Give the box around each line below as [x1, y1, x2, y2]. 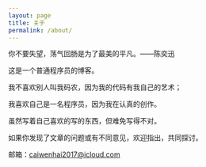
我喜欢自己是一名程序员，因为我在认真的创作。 [8, 100, 161, 109]
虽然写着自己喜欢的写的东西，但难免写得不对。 [8, 116, 161, 126]
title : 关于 [8, 19, 45, 27]
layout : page [8, 11, 51, 20]
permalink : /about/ [8, 26, 73, 34]
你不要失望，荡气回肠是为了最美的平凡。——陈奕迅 [8, 49, 175, 59]
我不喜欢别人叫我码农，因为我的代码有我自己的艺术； [8, 82, 182, 92]
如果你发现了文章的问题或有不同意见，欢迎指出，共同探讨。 [8, 133, 203, 142]
